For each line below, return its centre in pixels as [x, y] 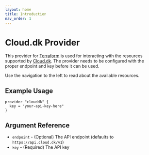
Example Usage [29, 91]
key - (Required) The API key [41, 147]
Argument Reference [37, 125]
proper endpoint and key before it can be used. [52, 66]
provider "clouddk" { [27, 102]
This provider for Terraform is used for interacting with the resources [74, 56]
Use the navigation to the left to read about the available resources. [72, 76]
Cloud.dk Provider [42, 42]
